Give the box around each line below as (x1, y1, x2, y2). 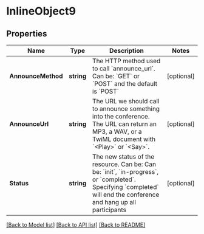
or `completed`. (92, 175, 137, 184)
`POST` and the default (92, 80, 158, 88)
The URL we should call (92, 97, 160, 105)
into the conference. (92, 112, 150, 120)
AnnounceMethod (9, 72, 63, 80)
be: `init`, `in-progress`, (92, 168, 159, 176)
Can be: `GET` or (92, 72, 140, 80)
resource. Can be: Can (92, 160, 157, 168)
